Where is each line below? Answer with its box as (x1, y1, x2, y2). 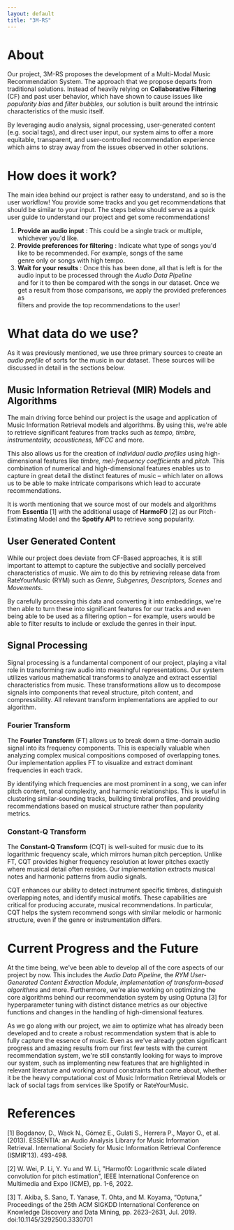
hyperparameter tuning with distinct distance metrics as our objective (7, 1000, 207, 1009)
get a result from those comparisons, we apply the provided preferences (17, 286, 227, 295)
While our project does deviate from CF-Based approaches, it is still (7, 554, 203, 562)
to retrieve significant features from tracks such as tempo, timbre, (7, 428, 196, 437)
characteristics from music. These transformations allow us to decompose (7, 680, 221, 689)
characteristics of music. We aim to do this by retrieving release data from (7, 568, 220, 577)
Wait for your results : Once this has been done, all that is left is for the (17, 264, 223, 272)
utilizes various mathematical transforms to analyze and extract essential (7, 673, 217, 681)
